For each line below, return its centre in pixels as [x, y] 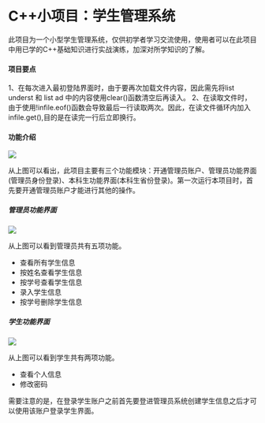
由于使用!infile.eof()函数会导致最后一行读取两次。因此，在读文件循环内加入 [129, 108]
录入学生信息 [40, 292]
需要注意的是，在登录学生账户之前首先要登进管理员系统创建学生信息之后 [125, 401]
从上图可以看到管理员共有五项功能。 [67, 246]
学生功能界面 [29, 321]
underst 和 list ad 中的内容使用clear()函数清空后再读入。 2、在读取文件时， [130, 98]
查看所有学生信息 [47, 263]
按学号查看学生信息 [51, 282]
